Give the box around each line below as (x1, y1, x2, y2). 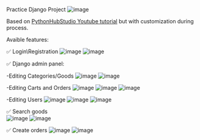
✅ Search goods (6, 108, 48, 115)
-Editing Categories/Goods (6, 72, 74, 79)
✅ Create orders (6, 127, 48, 134)
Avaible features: (6, 36, 49, 43)
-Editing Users (6, 96, 43, 103)
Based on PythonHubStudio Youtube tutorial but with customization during (6, 18, 194, 24)
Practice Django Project (6, 6, 66, 13)
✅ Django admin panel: (6, 60, 65, 67)
